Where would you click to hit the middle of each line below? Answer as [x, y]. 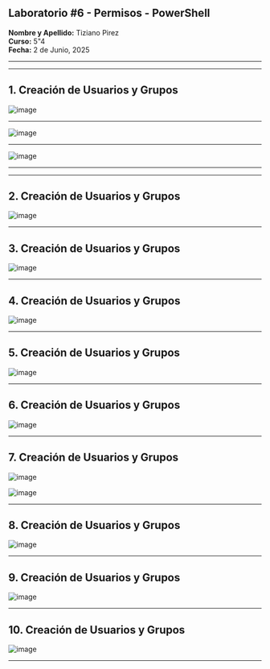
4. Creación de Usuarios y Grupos [94, 301]
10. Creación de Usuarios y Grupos [97, 630]
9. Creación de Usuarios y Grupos [94, 578]
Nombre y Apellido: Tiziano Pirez [63, 32]
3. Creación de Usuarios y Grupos [94, 248]
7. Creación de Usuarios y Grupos [94, 458]
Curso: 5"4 [27, 41]
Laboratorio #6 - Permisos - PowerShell [109, 13]
